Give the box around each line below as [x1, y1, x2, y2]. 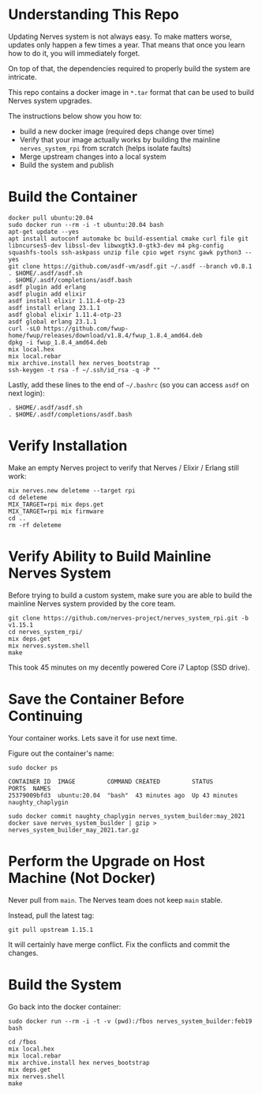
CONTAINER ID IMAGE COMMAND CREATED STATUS [8, 777, 214, 786]
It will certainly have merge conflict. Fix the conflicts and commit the [8, 939, 230, 949]
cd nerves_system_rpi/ [8, 628, 83, 636]
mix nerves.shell [8, 1073, 65, 1081]
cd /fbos [8, 1038, 37, 1046]
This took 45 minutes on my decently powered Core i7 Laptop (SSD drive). [8, 662, 250, 672]
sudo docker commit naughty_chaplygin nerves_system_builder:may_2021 [8, 812, 245, 820]
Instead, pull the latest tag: [8, 911, 95, 920]
